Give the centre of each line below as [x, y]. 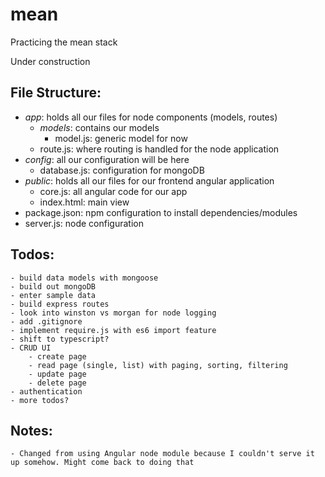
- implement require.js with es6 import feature [113, 330]
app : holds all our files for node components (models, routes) [151, 117]
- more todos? [40, 400]
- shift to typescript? [60, 339]
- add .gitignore [46, 321]
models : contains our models [99, 127]
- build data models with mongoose [84, 278]
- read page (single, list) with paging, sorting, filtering [158, 365]
